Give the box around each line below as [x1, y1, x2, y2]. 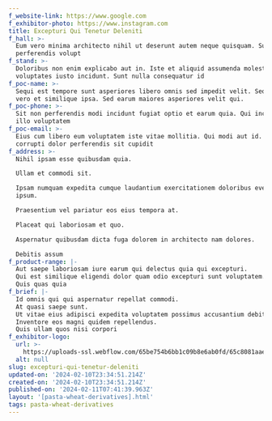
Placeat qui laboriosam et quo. [15, 220, 125, 229]
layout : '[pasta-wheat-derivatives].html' [8, 393, 154, 402]
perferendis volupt [15, 49, 82, 57]
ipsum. [15, 192, 38, 200]
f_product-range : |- [8, 257, 79, 266]
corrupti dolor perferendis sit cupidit [15, 139, 154, 148]
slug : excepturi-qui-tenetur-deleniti [8, 363, 139, 371]
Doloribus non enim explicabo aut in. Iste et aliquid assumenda [15, 65, 241, 73]
